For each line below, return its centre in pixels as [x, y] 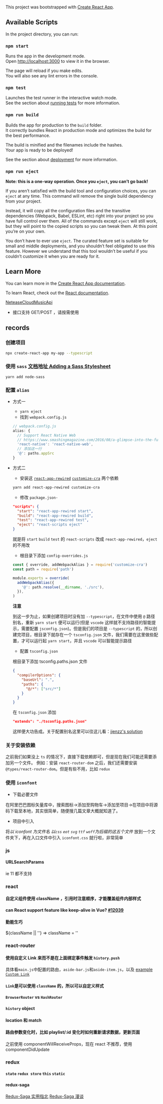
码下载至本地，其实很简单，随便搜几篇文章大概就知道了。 [63, 811]
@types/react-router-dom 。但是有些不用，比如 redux [58, 769]
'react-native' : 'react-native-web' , [55, 444]
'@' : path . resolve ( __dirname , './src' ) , [63, 587]
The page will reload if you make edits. [44, 71]
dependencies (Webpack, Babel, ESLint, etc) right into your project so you [80, 216]
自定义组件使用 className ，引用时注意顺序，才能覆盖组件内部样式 [73, 898]
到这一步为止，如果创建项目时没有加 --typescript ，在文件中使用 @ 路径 [84, 617]
